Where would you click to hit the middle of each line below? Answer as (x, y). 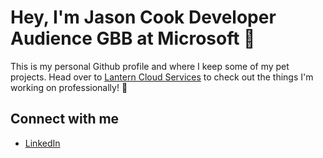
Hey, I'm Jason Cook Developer (143, 17)
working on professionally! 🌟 (69, 87)
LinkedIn (42, 143)
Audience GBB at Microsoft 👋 (133, 38)
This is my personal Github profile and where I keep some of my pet (150, 66)
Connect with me (65, 119)
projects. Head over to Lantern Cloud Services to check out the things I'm (162, 77)
